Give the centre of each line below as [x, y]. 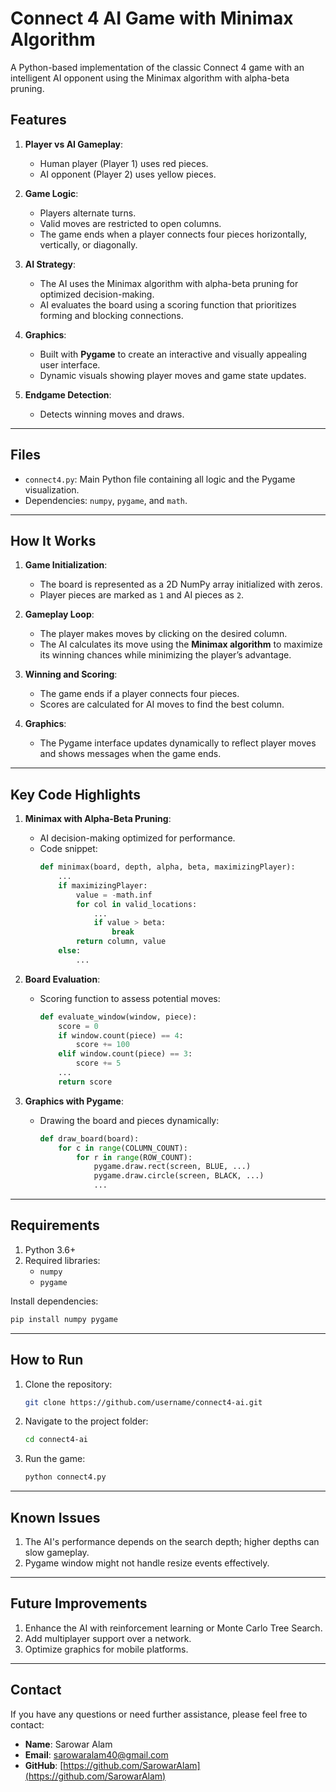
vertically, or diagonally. [88, 244]
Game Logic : [51, 193]
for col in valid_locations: [136, 904]
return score [85, 1082]
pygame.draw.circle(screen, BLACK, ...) [179, 1176]
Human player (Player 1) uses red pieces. [124, 163]
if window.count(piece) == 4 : [121, 1035]
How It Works [53, 540]
